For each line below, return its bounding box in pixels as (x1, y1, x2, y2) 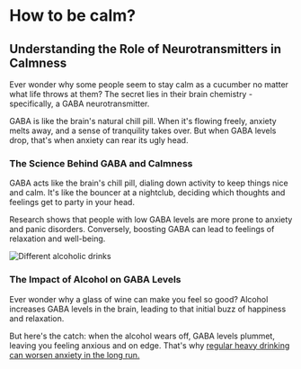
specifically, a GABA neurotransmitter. (9, 98, 150, 109)
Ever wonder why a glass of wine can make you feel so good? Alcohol (9, 293, 269, 304)
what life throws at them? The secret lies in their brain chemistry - (9, 89, 253, 99)
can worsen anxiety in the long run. (9, 349, 140, 360)
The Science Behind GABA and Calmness (9, 157, 193, 169)
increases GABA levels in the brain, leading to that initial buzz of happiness (9, 303, 287, 314)
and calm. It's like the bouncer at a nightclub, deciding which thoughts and (9, 187, 286, 198)
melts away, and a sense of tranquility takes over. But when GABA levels (9, 125, 277, 136)
